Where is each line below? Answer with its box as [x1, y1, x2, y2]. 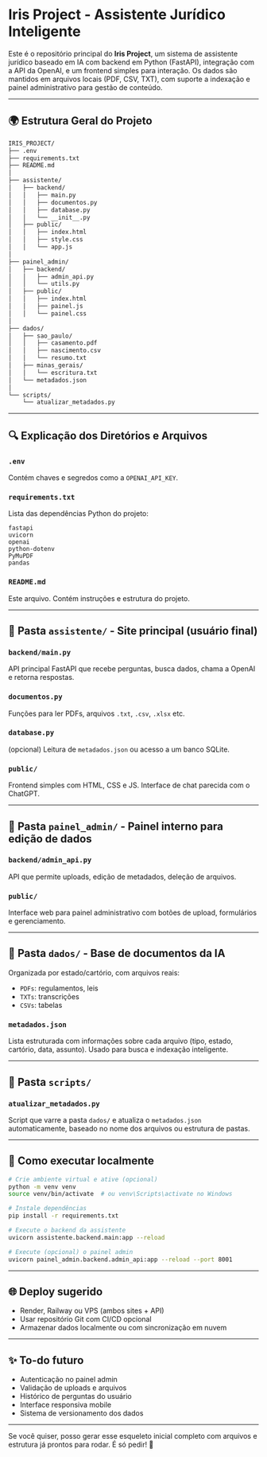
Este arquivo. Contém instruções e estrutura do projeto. [8, 593, 191, 603]
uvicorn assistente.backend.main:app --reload [8, 1233, 165, 1241]
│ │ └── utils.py [8, 280, 80, 288]
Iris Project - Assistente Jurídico [8, 6, 226, 24]
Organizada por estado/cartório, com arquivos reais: [8, 967, 180, 977]
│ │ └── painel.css [8, 309, 87, 318]
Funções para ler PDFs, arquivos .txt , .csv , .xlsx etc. [8, 709, 185, 718]
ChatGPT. [8, 789, 40, 799]
